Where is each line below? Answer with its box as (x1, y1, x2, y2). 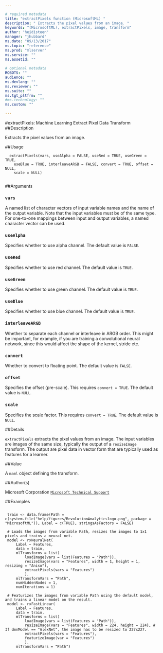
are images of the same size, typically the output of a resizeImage (5, 441, 137, 447)
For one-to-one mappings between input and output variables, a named (5, 215, 149, 221)
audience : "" (5, 75, 32, 80)
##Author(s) (5, 479, 30, 485)
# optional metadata (5, 66, 47, 71)
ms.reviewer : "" (5, 84, 38, 89)
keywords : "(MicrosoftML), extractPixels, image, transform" (5, 25, 132, 30)
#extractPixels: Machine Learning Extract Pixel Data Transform (5, 120, 131, 125)
